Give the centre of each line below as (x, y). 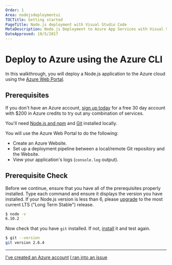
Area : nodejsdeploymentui (33, 15)
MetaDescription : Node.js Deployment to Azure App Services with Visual (84, 29)
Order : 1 (15, 10)
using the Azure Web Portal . (35, 79)
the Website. (26, 154)
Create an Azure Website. (40, 143)
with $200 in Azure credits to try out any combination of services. (75, 113)
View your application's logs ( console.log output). (66, 160)
